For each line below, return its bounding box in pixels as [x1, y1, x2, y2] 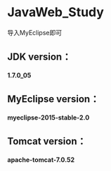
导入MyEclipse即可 [7, 28, 62, 37]
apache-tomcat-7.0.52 [7, 156, 75, 164]
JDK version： [7, 51, 72, 63]
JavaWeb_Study [7, 4, 104, 20]
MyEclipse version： [7, 93, 100, 106]
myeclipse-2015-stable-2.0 [7, 113, 90, 122]
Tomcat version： [7, 135, 86, 148]
